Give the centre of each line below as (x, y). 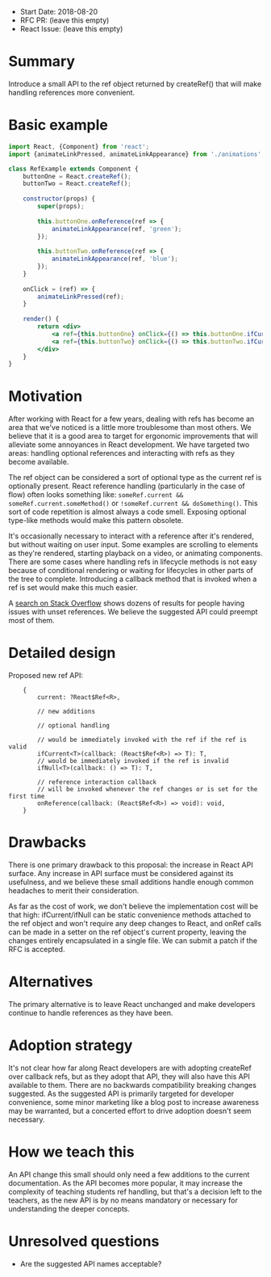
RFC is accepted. (37, 950)
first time (27, 797)
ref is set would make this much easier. (73, 588)
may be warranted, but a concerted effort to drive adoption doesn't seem (130, 1111)
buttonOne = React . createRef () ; (77, 176)
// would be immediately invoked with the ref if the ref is (142, 740)
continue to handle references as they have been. (91, 1013)
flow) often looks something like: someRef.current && (96, 495)
